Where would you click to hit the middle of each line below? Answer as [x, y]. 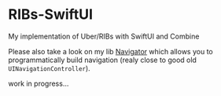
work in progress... [39, 83]
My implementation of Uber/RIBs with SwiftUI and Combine [104, 36]
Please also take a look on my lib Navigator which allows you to [111, 51]
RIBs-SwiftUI [50, 15]
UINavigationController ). [49, 68]
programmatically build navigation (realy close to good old [102, 60]
